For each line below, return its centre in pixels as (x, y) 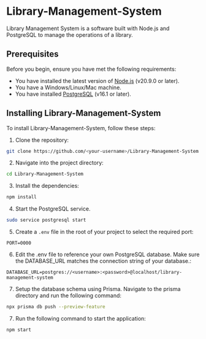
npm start (19, 330)
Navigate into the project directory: (59, 163)
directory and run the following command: (68, 295)
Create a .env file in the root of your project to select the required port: (104, 232)
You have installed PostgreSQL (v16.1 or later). (73, 94)
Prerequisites (32, 54)
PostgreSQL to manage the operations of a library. (70, 34)
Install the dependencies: (47, 186)
